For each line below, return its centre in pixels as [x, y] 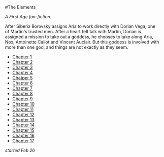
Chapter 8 [22, 94]
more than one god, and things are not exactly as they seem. [67, 47]
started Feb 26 [20, 150]
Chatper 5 [22, 78]
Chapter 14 [23, 125]
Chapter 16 [23, 136]
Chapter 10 [23, 104]
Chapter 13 [23, 120]
